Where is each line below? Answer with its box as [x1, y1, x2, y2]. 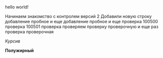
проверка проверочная [5, 29, 54, 34]
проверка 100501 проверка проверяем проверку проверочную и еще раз [5, 24, 159, 29]
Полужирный [5, 48, 34, 53]
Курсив [5, 38, 20, 44]
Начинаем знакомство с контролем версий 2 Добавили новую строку [5, 14, 152, 19]
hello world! [5, 4, 29, 10]
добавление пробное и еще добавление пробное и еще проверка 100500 [5, 19, 158, 24]
